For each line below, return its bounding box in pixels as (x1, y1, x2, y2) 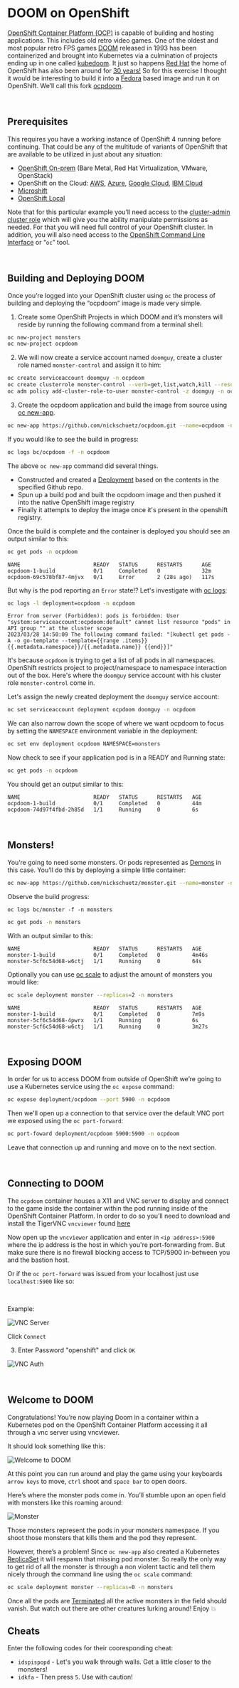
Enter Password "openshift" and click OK (17, 1346, 135, 1354)
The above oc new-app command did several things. (7, 461, 159, 470)
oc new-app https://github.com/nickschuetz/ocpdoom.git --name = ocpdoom (7, 422, 224, 429)
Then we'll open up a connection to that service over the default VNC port (7, 1109, 225, 1118)
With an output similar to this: (7, 931, 94, 940)
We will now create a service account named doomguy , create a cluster (17, 354, 223, 362)
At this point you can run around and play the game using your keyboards (7, 1469, 223, 1477)
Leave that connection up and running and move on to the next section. (7, 1143, 217, 1152)
